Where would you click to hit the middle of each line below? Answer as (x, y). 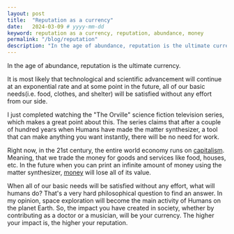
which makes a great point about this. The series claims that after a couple (114, 122)
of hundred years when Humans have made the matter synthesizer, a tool (112, 129)
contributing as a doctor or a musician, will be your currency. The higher (111, 215)
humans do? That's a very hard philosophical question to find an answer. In (115, 193)
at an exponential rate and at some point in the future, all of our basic (106, 86)
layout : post (26, 14)
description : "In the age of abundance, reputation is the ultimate (109, 46)
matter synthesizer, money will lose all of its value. (79, 172)
